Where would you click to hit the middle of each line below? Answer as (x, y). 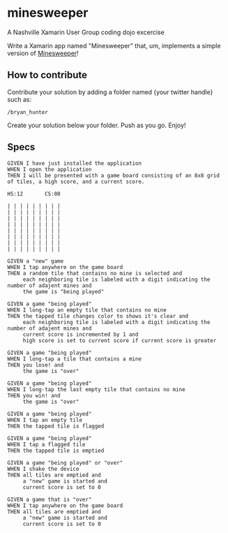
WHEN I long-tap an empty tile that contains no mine (87, 310)
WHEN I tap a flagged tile (46, 444)
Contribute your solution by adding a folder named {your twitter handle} (110, 92)
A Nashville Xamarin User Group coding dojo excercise (86, 32)
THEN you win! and (34, 395)
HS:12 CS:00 (34, 194)
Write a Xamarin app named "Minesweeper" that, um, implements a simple (114, 45)
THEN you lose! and (36, 365)
